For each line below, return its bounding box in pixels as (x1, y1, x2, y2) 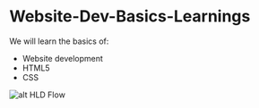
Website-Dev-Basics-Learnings (9, 6, 251, 27)
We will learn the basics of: (9, 36, 109, 46)
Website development (22, 53, 103, 63)
